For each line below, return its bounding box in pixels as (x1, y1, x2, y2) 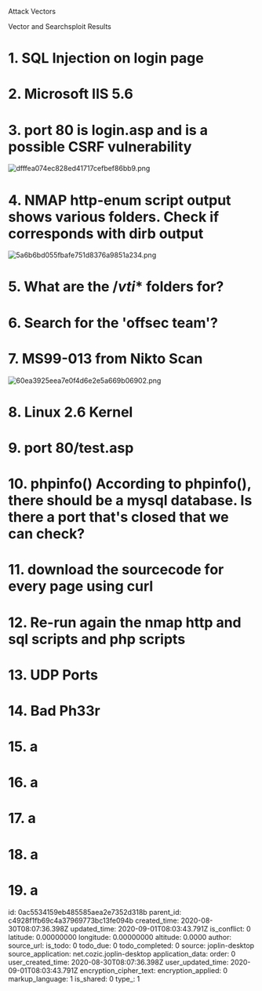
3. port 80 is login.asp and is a (8, 121, 209, 139)
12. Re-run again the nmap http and (8, 614, 242, 631)
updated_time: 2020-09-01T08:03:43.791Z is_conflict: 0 (70, 924, 251, 933)
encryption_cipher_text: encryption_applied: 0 (79, 965, 228, 975)
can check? (8, 525, 86, 543)
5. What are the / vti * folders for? (8, 278, 224, 296)
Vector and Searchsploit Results (8, 22, 111, 31)
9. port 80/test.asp (8, 439, 134, 457)
